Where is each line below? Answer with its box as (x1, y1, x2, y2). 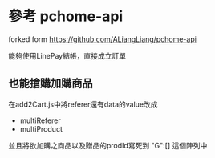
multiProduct (19, 124, 63, 133)
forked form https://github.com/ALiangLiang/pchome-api (8, 34, 197, 44)
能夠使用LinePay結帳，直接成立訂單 (8, 51, 127, 60)
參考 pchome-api (8, 7, 124, 26)
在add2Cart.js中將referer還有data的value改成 (8, 99, 158, 109)
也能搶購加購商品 (8, 77, 93, 91)
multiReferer (19, 115, 62, 125)
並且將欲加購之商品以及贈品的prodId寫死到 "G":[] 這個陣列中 (8, 140, 208, 150)
